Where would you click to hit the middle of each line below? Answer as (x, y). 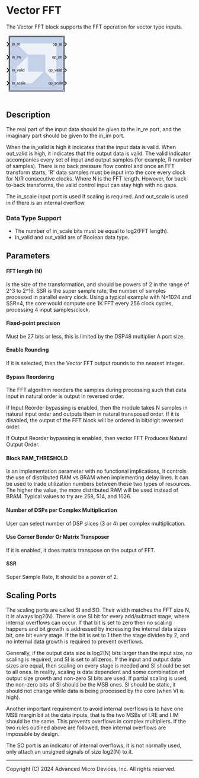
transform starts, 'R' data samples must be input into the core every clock (96, 172)
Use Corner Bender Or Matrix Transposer (58, 537)
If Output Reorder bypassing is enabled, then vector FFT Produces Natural (97, 438)
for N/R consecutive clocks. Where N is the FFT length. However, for (90, 178)
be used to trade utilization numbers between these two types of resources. (99, 484)
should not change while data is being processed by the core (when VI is (95, 691)
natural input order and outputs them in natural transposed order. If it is (93, 414)
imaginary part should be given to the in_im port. (65, 135)
